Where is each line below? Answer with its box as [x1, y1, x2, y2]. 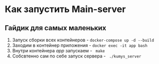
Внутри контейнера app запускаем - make [12, 48, 105, 53]
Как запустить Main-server [5, 4, 126, 15]
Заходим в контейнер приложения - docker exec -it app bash [12, 42, 148, 48]
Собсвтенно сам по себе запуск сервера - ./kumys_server [12, 53, 142, 59]
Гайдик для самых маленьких [5, 24, 107, 32]
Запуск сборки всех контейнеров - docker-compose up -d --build [12, 37, 154, 43]
